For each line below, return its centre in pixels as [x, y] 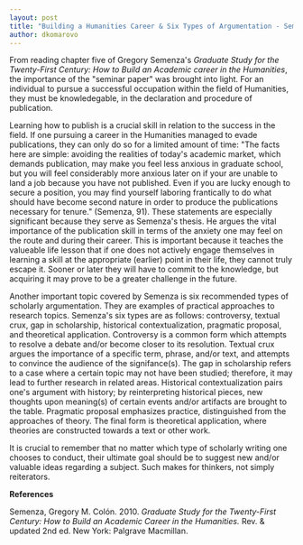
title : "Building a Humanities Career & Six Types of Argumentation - [145, 26]
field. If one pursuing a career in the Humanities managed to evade [133, 135]
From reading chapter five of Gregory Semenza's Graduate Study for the [144, 60]
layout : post [34, 18]
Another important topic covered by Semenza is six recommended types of [149, 296]
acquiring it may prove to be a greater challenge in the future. [123, 279]
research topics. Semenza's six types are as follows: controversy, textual [145, 316]
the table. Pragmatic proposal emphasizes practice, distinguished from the [148, 411]
